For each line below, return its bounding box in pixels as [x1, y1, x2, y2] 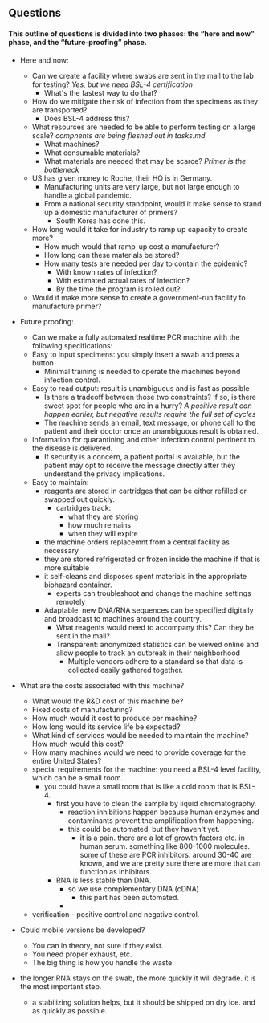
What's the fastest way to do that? [43, 88, 158, 97]
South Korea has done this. [55, 216, 146, 226]
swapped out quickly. [43, 494, 115, 504]
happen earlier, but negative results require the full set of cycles [43, 409, 256, 418]
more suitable [43, 562, 90, 573]
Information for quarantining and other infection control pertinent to [31, 434, 255, 444]
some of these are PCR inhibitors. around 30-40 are [79, 850, 251, 859]
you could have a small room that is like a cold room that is [43, 781, 238, 791]
